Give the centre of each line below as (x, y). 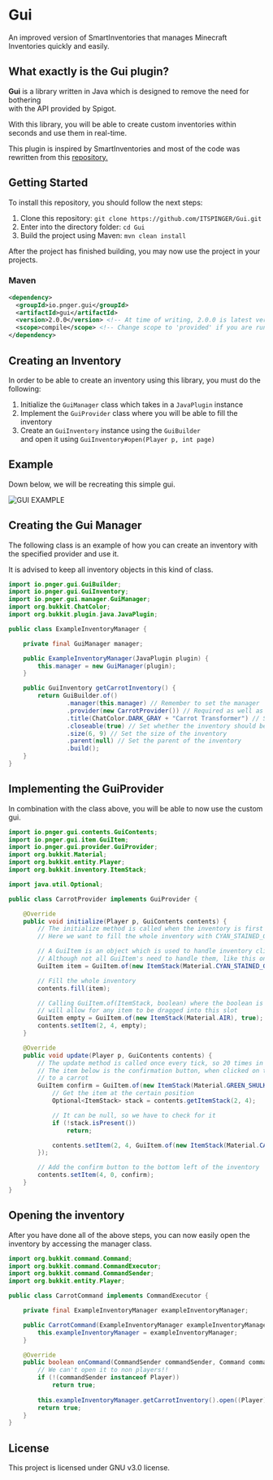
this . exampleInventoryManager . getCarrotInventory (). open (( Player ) (152, 1400)
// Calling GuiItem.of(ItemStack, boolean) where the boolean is (151, 1003)
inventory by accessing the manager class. (80, 1244)
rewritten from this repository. (58, 157)
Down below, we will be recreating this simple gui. (92, 484)
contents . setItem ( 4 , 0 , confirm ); (96, 1175)
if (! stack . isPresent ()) (94, 1123)
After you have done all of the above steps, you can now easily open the (129, 1235)
